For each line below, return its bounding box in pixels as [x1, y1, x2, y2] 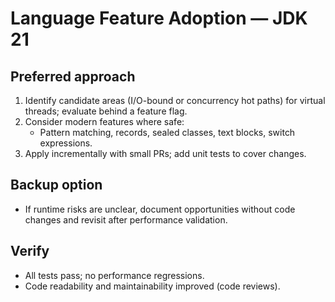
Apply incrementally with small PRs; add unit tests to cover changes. [24, 148, 307, 159]
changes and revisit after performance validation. [24, 213, 228, 226]
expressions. [39, 137, 93, 149]
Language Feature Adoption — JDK [10, 7, 308, 30]
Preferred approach [10, 68, 136, 85]
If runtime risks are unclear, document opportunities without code [24, 203, 296, 215]
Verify [10, 243, 50, 260]
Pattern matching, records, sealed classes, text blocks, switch [39, 127, 296, 138]
